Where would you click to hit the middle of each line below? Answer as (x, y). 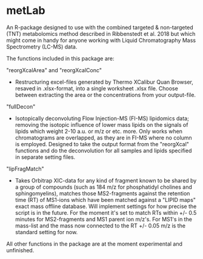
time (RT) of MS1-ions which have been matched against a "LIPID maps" (105, 200)
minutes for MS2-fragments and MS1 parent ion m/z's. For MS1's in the (104, 219)
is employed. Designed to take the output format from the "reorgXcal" (102, 144)
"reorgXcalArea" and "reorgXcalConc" (54, 70)
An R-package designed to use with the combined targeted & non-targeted (100, 27)
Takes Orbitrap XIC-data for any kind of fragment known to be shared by (106, 180)
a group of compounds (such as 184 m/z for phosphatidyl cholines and (103, 187)
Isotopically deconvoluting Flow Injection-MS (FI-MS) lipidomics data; (102, 118)
